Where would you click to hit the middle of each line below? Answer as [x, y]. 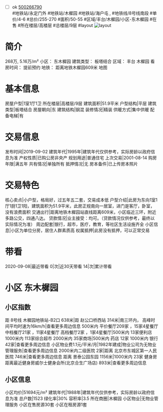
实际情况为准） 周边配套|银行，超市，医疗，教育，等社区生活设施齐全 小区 [80, 224]
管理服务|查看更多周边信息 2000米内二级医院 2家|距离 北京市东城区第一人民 [81, 350]
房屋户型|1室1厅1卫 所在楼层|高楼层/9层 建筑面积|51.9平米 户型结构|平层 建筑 [81, 103]
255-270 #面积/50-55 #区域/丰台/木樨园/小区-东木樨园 [94, 20]
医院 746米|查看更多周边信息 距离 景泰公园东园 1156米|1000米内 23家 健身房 [81, 356]
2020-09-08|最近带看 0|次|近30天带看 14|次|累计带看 [58, 266]
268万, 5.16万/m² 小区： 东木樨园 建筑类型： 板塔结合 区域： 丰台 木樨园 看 [80, 61]
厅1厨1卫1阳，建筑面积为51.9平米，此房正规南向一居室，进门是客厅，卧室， [80, 206]
